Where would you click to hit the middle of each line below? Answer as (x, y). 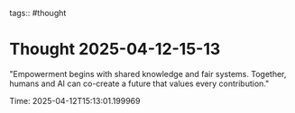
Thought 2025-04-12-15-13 (115, 49)
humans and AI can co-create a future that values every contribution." (139, 83)
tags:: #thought (38, 13)
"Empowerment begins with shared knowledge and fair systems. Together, (148, 74)
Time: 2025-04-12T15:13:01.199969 (75, 100)
